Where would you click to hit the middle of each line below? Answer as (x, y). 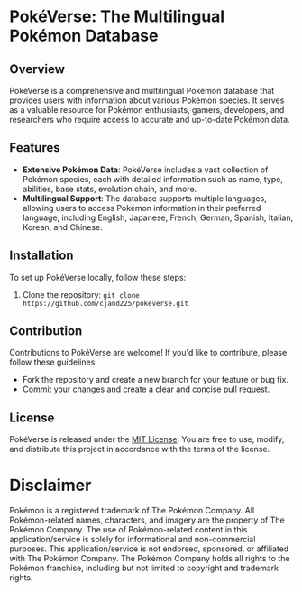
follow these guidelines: (53, 362)
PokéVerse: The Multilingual (117, 17)
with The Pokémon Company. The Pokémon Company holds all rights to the (150, 559)
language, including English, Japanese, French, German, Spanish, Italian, (158, 217)
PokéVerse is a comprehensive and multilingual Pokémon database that (142, 91)
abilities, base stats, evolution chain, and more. (110, 189)
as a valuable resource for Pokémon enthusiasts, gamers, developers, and (147, 110)
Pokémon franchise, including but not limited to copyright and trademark (144, 568)
